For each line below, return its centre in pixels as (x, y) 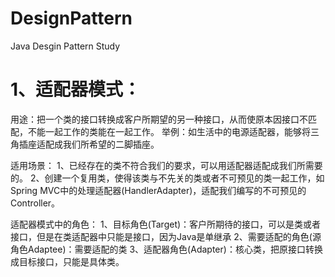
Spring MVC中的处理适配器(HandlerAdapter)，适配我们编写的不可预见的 (158, 190)
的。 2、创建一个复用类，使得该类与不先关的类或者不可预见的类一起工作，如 (167, 178)
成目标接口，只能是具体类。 (67, 261)
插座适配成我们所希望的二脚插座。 (89, 144)
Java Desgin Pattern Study (65, 46)
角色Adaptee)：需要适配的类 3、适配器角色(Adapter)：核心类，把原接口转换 (166, 249)
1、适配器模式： (76, 89)
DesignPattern (71, 18)
